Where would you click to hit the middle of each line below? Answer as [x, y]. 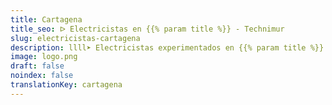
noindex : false [42, 76]
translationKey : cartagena [66, 85]
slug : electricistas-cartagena [75, 38]
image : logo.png [44, 57]
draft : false [37, 66]
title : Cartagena [46, 19]
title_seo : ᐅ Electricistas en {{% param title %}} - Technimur [147, 29]
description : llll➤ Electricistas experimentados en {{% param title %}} [167, 47]
